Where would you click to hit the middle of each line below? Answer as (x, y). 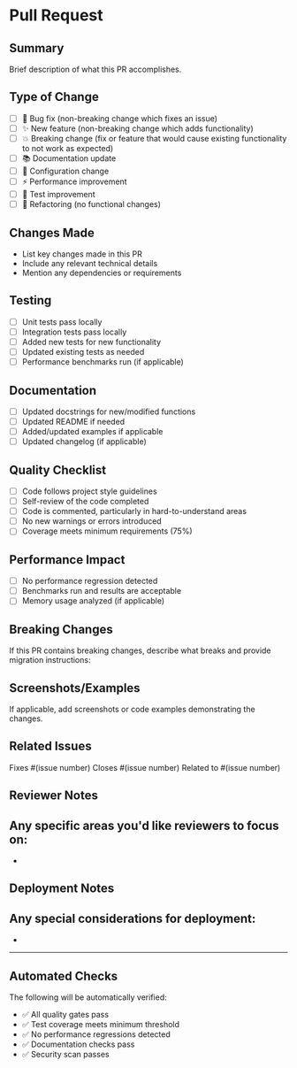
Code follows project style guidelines (89, 491)
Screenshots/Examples (75, 688)
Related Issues (50, 746)
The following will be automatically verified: (88, 997)
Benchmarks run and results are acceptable (102, 591)
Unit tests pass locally (62, 322)
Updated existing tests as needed (83, 352)
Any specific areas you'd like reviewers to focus (145, 825)
